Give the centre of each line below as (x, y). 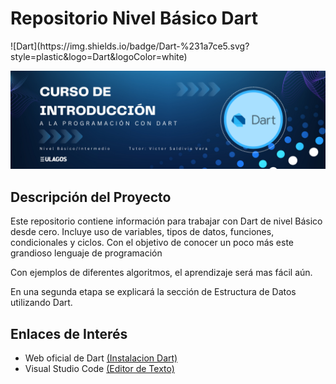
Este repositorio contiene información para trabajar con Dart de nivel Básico (166, 221)
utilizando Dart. (41, 303)
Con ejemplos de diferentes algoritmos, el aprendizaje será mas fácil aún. (161, 273)
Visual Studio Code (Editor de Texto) (99, 369)
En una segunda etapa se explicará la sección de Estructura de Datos (153, 292)
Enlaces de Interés (69, 333)
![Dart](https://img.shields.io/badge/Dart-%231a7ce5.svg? (130, 46)
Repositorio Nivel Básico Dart (134, 18)
